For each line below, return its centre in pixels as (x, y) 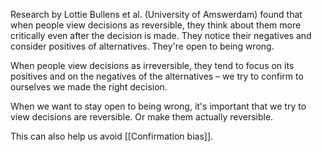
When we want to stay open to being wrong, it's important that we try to (158, 106)
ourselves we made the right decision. (89, 87)
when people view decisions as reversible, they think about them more (156, 25)
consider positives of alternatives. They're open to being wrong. (142, 46)
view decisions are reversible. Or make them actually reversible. (142, 117)
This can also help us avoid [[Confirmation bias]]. (112, 136)
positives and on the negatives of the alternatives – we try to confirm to (157, 76)
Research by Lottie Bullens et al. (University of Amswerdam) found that (156, 14)
